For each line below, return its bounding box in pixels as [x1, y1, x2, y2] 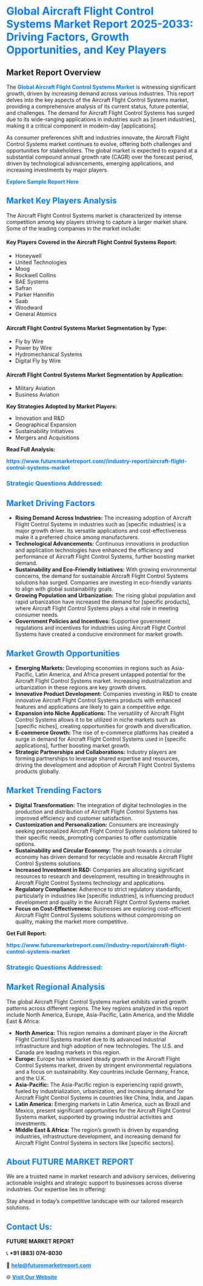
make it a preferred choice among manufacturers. [15, 534, 139, 541]
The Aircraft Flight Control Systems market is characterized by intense [6, 212, 182, 219]
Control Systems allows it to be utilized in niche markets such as [15, 716, 176, 723]
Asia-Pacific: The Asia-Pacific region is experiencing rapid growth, [15, 1081, 184, 1088]
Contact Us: [6, 1222, 53, 1232]
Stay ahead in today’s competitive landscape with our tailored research [6, 1197, 184, 1205]
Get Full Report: [6, 930, 47, 937]
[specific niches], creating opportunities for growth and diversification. [15, 722, 192, 729]
